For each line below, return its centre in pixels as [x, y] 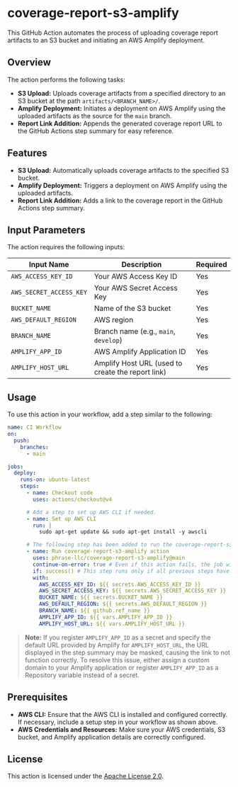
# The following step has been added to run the [99, 545]
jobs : [15, 466]
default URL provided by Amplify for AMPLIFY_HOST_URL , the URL [117, 645]
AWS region [114, 320]
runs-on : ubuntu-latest [55, 480]
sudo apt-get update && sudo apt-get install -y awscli [123, 532]
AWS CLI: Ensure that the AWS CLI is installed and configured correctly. [123, 714]
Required [211, 265]
